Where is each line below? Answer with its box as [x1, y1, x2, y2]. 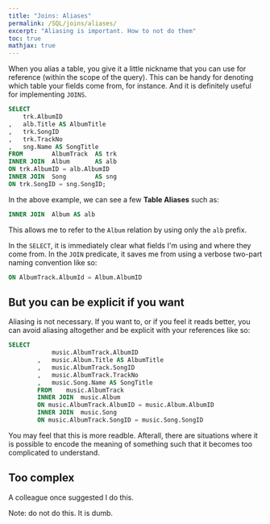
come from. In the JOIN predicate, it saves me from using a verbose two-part [8, 249, 263, 259]
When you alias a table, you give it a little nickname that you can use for [8, 64, 247, 73]
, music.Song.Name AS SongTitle [37, 378, 153, 387]
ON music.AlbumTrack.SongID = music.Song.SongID [37, 416, 204, 424]
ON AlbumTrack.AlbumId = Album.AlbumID [8, 273, 143, 281]
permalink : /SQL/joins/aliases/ [8, 19, 117, 27]
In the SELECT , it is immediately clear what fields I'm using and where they [8, 240, 251, 250]
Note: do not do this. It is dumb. [8, 508, 114, 518]
